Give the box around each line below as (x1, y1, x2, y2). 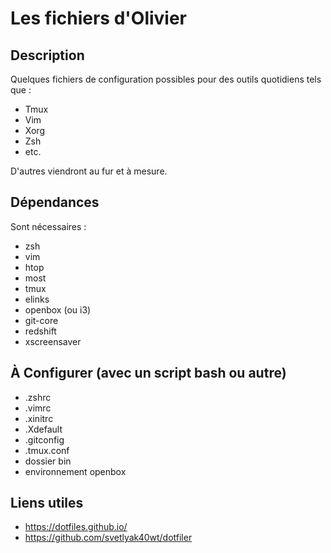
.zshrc (24, 391, 52, 403)
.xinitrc (24, 412, 54, 424)
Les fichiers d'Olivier (10, 7, 188, 30)
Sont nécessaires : (10, 220, 87, 232)
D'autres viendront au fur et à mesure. (10, 165, 168, 177)
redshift (24, 325, 57, 337)
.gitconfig (24, 433, 65, 446)
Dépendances (10, 194, 100, 211)
